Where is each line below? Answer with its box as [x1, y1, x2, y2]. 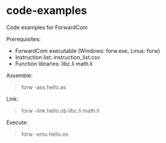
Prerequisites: [6, 35, 41, 42]
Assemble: [6, 71, 33, 79]
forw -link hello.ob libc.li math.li [21, 107, 100, 114]
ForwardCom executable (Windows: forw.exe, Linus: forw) [15, 47, 161, 55]
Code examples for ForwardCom [6, 24, 88, 31]
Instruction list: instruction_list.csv [15, 53, 101, 61]
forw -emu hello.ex [21, 130, 68, 138]
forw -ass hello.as [21, 83, 67, 91]
